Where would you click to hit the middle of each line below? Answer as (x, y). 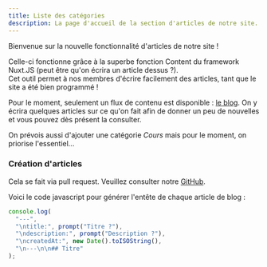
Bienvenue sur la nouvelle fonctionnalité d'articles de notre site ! (114, 46)
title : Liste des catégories (57, 16)
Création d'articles (45, 164)
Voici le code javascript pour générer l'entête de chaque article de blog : (127, 197)
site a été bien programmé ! (53, 87)
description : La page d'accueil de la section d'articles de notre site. (133, 23)
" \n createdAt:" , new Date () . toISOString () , (88, 241)
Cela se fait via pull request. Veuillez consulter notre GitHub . (107, 181)
